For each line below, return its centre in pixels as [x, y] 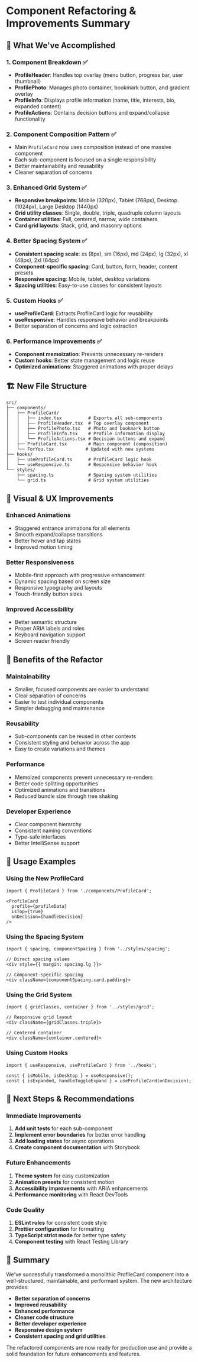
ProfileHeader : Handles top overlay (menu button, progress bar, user [99, 75]
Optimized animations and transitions [60, 790]
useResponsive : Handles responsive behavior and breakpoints [91, 320]
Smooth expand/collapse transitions [59, 534]
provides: [18, 1287]
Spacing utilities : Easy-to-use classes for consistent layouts [88, 285]
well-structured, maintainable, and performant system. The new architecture [99, 1280]
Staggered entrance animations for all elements [72, 528]
